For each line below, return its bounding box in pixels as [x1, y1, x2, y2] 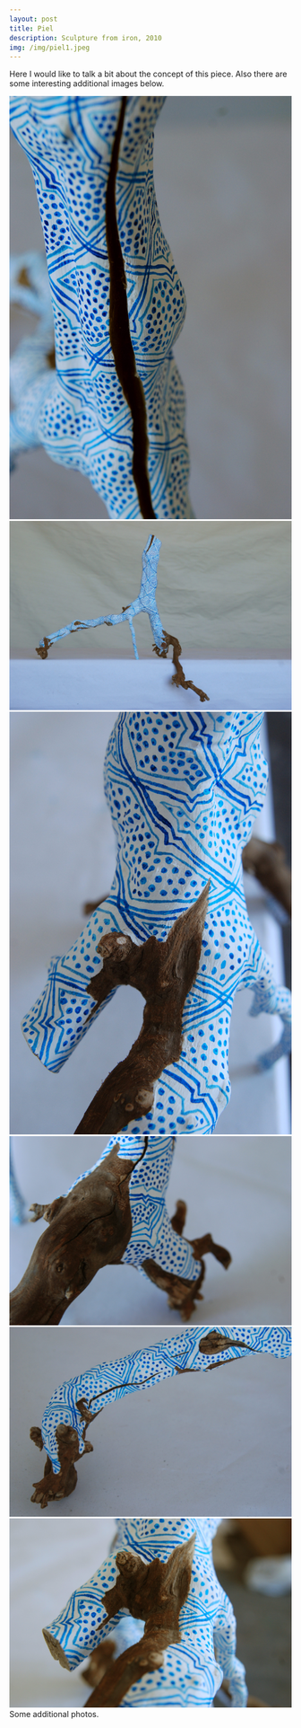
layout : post [9, 14, 58, 23]
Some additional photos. [9, 1708, 99, 1719]
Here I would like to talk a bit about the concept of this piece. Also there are [9, 68, 288, 80]
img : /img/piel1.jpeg [9, 43, 90, 52]
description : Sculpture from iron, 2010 [9, 33, 163, 42]
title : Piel [9, 23, 54, 33]
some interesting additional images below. [9, 78, 165, 89]
